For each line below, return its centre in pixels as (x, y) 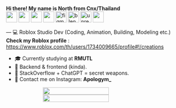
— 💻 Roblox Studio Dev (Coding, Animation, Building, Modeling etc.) (88, 32)
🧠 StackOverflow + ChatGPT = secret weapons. (72, 73)
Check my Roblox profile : (38, 41)
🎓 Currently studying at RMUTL (53, 58)
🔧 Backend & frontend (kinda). (51, 67)
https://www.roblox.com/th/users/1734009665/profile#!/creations (85, 47)
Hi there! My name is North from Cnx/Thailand (63, 8)
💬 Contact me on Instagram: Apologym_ (63, 79)
